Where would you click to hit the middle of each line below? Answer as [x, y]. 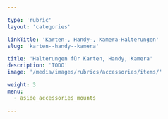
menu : [15, 91]
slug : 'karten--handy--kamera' [53, 46]
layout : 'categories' [39, 27]
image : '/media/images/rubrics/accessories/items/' [85, 72]
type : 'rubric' [30, 20]
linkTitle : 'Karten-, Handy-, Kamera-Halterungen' [83, 40]
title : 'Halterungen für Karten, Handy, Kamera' [80, 59]
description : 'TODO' [38, 66]
